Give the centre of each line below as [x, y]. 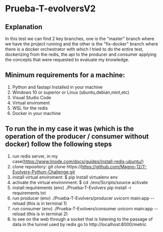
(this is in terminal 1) [47, 203]
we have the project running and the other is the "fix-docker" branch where [82, 44]
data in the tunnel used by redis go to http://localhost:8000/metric [79, 224]
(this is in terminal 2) [47, 214]
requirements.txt [29, 193]
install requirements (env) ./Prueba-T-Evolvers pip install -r [72, 188]
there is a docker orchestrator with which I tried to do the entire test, [74, 49]
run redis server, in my [35, 156]
